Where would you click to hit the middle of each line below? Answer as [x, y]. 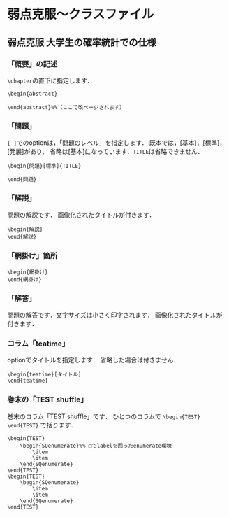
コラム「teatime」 [38, 344]
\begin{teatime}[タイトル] [44, 375]
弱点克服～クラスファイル [81, 14]
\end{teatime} [28, 381]
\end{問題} [22, 180]
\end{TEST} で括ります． [42, 425]
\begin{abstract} [32, 94]
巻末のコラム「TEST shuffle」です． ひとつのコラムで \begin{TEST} [104, 416]
